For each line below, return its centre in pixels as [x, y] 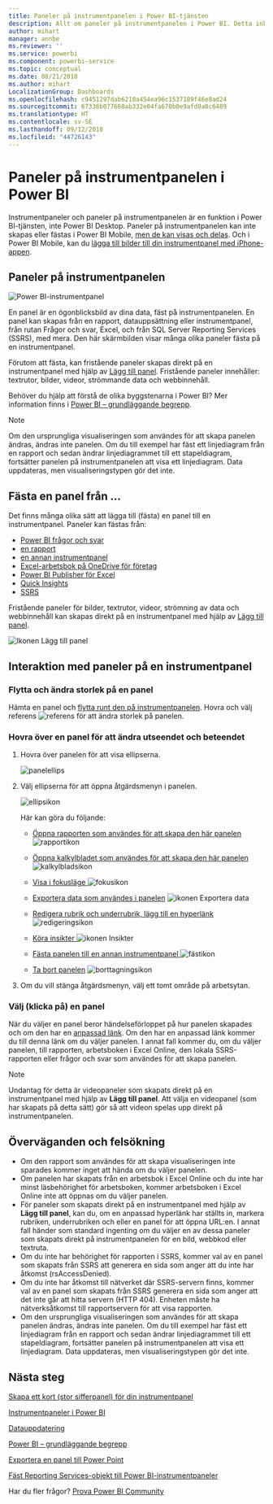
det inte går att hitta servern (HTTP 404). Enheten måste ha [120, 1300]
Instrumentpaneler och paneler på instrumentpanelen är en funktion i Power [135, 217]
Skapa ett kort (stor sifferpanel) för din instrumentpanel [101, 1397]
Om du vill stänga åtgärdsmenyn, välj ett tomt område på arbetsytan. [135, 986]
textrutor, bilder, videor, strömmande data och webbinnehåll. [109, 380]
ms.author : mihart [39, 84]
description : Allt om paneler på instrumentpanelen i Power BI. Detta [130, 24]
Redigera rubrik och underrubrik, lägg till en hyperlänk [123, 914]
